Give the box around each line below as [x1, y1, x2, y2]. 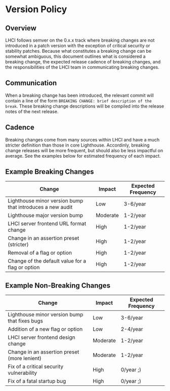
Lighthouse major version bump [8, 212, 83, 219]
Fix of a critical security [8, 363, 64, 370]
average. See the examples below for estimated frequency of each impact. [5, 153, 161, 159]
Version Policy [5, 4, 67, 15]
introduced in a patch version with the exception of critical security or [5, 43, 150, 49]
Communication [5, 79, 57, 87]
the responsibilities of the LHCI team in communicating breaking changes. [5, 64, 159, 70]
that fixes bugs [8, 317, 43, 325]
